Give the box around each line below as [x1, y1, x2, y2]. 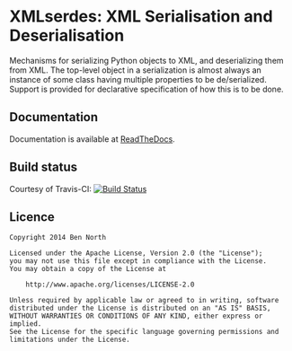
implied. [9, 320, 42, 329]
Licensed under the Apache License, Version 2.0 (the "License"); [9, 249, 263, 258]
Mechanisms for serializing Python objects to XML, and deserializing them [9, 55, 285, 66]
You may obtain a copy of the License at [9, 265, 167, 274]
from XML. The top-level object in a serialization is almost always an [9, 65, 262, 75]
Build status [9, 160, 78, 175]
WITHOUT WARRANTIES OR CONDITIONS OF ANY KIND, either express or [9, 312, 263, 320]
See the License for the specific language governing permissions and [9, 328, 279, 337]
